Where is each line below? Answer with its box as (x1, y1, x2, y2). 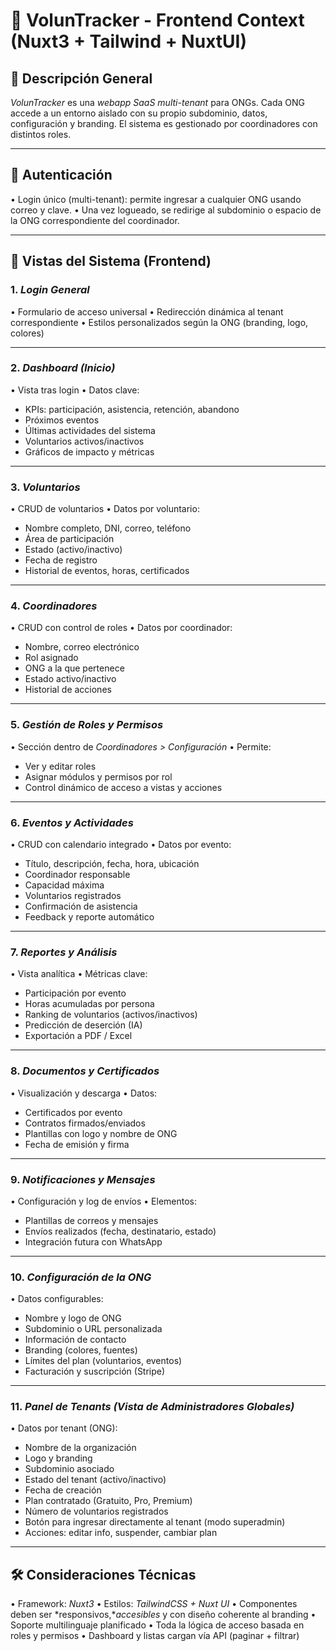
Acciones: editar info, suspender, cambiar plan (24, 1527, 218, 1539)
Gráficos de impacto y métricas (24, 445, 155, 458)
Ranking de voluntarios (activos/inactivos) (24, 1009, 198, 1021)
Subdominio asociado (24, 1463, 115, 1475)
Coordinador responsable (24, 868, 131, 880)
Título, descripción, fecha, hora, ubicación (24, 857, 200, 869)
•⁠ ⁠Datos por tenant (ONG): (10, 1422, 118, 1434)
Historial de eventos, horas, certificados (24, 565, 190, 577)
